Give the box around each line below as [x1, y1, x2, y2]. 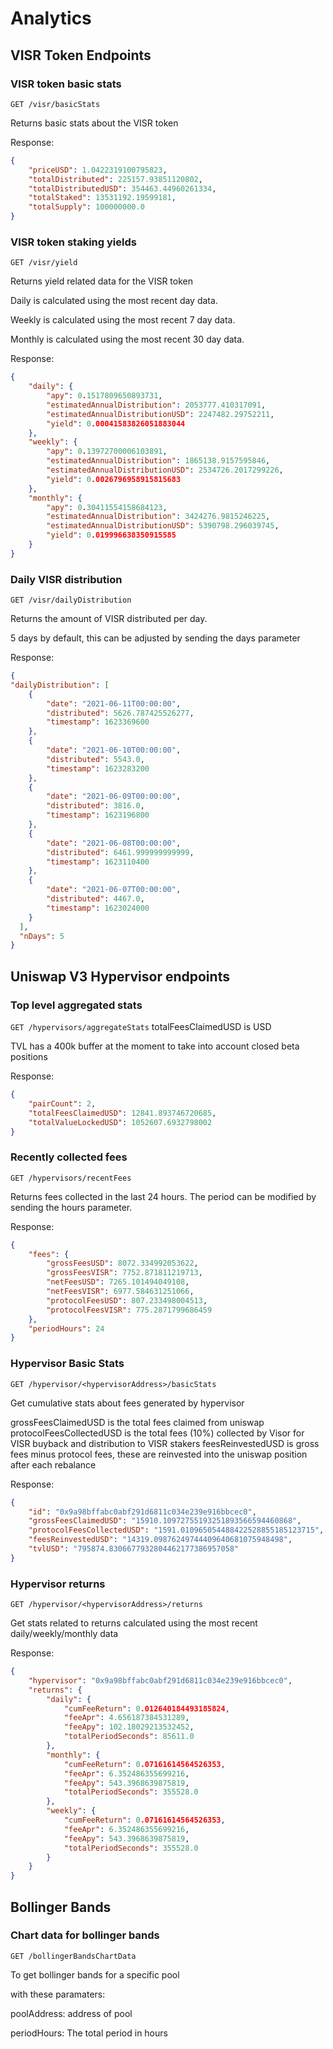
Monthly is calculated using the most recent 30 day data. [10, 333, 245, 346]
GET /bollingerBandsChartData [10, 1951, 137, 1961]
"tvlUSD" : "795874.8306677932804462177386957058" [28, 1544, 240, 1554]
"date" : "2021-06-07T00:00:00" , [46, 885, 182, 895]
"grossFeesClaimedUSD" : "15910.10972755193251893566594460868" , [28, 1516, 302, 1526]
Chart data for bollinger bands [10, 1928, 160, 1942]
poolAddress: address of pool [10, 2007, 133, 2019]
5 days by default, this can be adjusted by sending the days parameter [10, 632, 301, 644]
